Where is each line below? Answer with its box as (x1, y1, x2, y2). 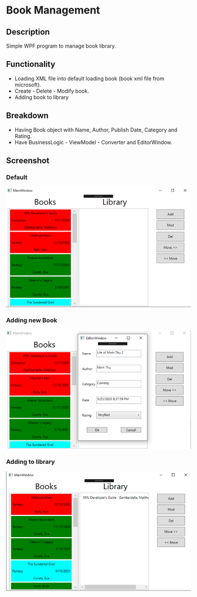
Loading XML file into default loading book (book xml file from (14, 74, 165, 82)
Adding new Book (6, 316, 57, 324)
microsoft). (14, 81, 42, 88)
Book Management (6, 4, 101, 17)
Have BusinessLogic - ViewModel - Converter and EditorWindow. (14, 138, 172, 145)
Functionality (6, 59, 56, 69)
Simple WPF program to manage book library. (6, 42, 116, 49)
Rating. (14, 133, 32, 140)
